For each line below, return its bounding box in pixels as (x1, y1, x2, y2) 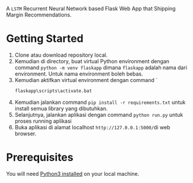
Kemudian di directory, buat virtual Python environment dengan (14, 57, 170, 64)
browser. (14, 130, 37, 137)
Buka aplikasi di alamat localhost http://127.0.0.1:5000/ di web (14, 123, 171, 130)
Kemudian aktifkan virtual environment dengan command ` (14, 76, 158, 83)
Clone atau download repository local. (14, 51, 108, 58)
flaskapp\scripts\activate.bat (14, 88, 92, 94)
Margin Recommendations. (6, 11, 72, 18)
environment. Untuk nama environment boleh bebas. (14, 70, 143, 77)
